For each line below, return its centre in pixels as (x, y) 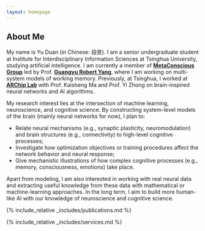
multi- (181, 72)
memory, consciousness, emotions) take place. (75, 167)
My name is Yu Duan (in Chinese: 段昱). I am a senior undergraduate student (102, 52)
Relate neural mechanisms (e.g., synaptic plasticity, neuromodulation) (103, 128)
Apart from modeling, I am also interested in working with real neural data (99, 179)
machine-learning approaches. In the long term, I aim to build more (91, 192)
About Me (25, 37)
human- (186, 192)
